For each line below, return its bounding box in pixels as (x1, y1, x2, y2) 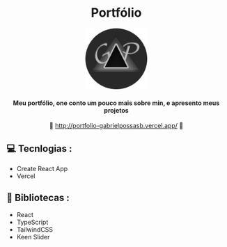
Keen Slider (16, 232, 50, 241)
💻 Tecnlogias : (6, 143, 72, 154)
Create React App (16, 164, 68, 173)
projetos (103, 106, 130, 114)
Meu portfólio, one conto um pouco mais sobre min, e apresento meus (13, 99, 220, 107)
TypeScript (16, 218, 49, 226)
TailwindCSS (16, 225, 54, 234)
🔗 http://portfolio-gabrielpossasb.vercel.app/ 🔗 (49, 122, 184, 130)
